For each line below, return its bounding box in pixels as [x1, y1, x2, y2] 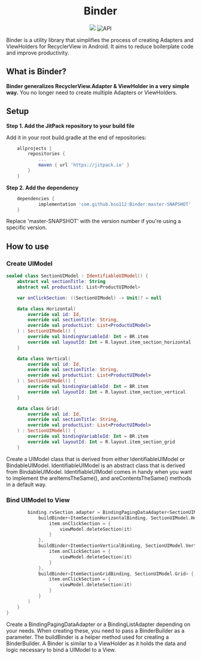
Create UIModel [6, 259, 53, 267]
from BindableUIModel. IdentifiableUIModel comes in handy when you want [6, 468, 193, 475]
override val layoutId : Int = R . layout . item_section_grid [28, 439, 175, 445]
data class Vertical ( [17, 356, 71, 362]
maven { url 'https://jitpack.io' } [38, 162, 130, 168]
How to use [6, 241, 49, 251]
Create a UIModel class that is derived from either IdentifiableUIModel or [6, 455, 185, 462]
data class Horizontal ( [17, 306, 77, 312]
